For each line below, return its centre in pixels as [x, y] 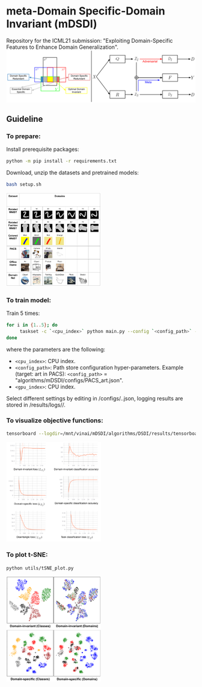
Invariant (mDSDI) [52, 24]
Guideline [25, 119]
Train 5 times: [23, 313]
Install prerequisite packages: [43, 150]
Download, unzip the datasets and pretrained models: [73, 173]
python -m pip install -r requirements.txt [62, 161]
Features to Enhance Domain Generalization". [63, 47]
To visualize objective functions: [55, 420]
